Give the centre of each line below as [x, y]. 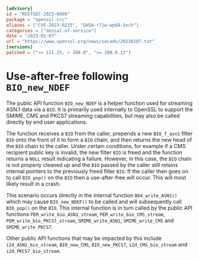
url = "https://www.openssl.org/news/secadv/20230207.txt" [81, 41]
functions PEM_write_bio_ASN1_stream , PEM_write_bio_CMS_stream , [86, 214]
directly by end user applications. [47, 122]
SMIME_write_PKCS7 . [30, 227]
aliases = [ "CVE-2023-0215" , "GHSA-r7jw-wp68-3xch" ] [73, 25]
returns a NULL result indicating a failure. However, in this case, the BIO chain [99, 158]
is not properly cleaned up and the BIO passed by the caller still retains [92, 165]
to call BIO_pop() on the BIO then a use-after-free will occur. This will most [96, 177]
